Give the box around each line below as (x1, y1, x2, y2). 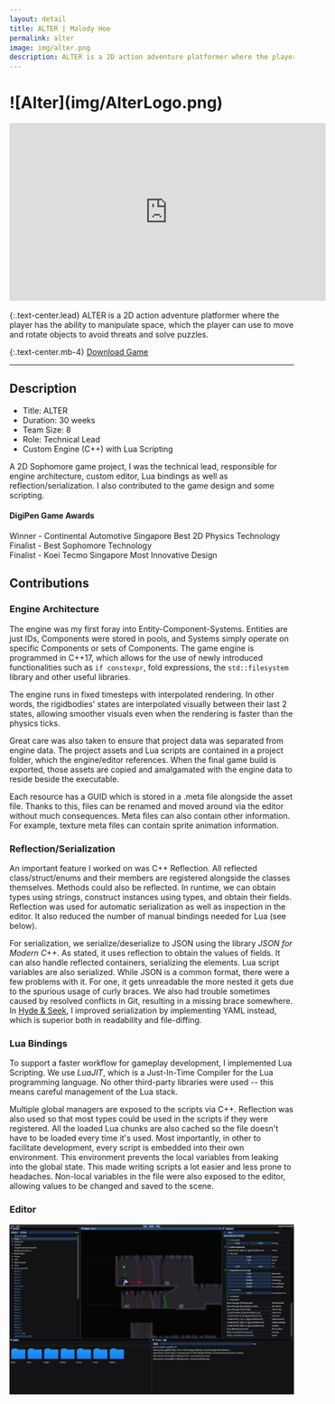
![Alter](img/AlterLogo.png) (9, 93, 223, 113)
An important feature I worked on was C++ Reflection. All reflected (9, 863, 257, 874)
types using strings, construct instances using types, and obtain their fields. (9, 892, 292, 903)
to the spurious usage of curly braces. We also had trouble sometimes (9, 986, 271, 997)
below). (9, 921, 38, 932)
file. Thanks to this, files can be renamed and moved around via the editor (9, 800, 284, 812)
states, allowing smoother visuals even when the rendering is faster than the (9, 708, 293, 719)
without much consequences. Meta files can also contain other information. (9, 810, 291, 821)
